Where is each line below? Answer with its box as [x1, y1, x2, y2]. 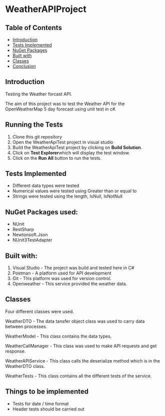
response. [5, 348, 26, 354]
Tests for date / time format [12, 400, 69, 406]
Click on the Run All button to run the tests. [12, 155, 101, 161]
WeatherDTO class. [5, 363, 45, 369]
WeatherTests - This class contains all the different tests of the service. [5, 372, 152, 378]
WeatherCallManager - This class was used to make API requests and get [5, 342, 157, 348]
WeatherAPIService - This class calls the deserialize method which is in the [5, 357, 160, 363]
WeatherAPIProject [5, 3, 86, 15]
